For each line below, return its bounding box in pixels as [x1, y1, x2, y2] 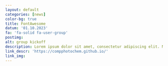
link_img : [5, 53, 26, 59]
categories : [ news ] [5, 12, 46, 17]
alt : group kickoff [5, 40, 46, 45]
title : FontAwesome [5, 21, 46, 26]
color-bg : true [5, 16, 37, 21]
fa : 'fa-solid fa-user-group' [5, 30, 68, 35]
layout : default [5, 7, 39, 12]
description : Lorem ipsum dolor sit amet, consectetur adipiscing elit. [5, 44, 160, 49]
